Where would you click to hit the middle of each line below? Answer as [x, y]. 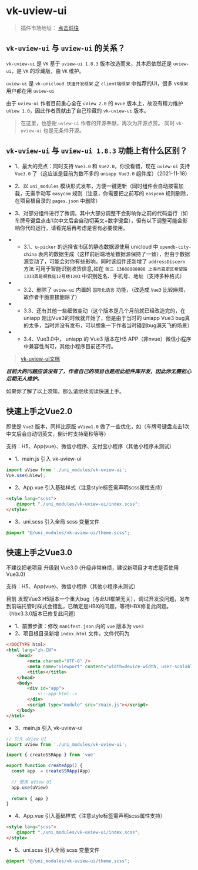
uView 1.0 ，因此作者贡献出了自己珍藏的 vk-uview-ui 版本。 [78, 111]
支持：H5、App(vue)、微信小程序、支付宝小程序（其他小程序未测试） [90, 446]
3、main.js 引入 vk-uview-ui [48, 728]
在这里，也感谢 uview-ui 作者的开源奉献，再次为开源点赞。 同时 [98, 123]
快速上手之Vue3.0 [39, 553]
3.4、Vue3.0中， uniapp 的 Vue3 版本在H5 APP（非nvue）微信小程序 [107, 339]
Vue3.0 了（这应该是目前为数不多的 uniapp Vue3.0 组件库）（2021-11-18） [102, 173]
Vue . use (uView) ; [26, 476]
